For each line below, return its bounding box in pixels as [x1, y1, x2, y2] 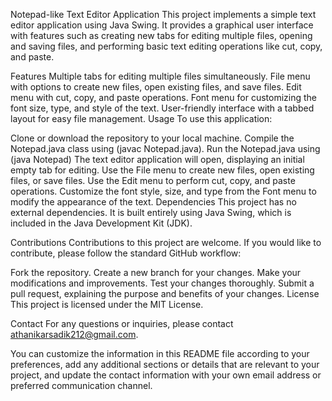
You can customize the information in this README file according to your [10, 348, 310, 359]
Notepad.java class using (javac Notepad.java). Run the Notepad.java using [10, 143, 321, 154]
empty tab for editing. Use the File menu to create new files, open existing [10, 164, 315, 176]
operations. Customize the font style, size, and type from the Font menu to [10, 185, 317, 197]
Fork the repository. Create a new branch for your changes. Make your [10, 267, 302, 278]
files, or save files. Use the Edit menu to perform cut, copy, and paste [10, 175, 296, 186]
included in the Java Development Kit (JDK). [10, 217, 193, 229]
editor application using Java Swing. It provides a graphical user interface [10, 19, 314, 31]
